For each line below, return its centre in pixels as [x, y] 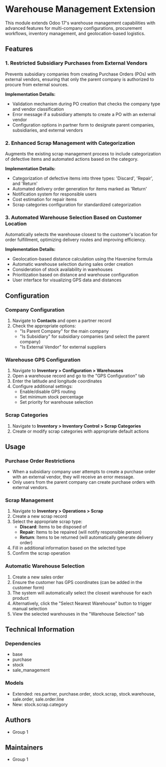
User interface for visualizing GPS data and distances [67, 280]
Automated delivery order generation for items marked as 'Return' [80, 189]
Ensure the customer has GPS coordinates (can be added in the [77, 582]
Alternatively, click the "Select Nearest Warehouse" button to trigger [82, 603]
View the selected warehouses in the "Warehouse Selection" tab [78, 614]
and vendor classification [38, 109]
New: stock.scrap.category [40, 704]
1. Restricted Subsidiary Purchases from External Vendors [76, 63]
